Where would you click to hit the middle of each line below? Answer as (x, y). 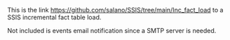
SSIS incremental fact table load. (54, 17)
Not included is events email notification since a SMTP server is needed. (112, 31)
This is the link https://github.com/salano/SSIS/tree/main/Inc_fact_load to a (115, 10)
